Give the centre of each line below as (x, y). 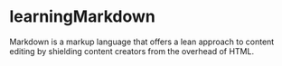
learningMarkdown (83, 17)
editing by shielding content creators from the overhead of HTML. (132, 51)
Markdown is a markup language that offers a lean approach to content (142, 42)
